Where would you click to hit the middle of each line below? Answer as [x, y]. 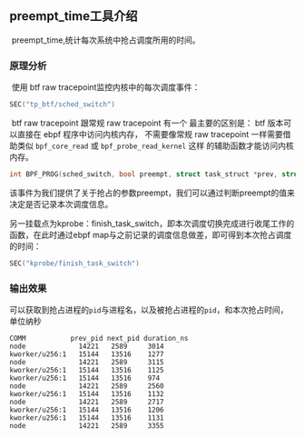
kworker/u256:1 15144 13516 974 [85, 378]
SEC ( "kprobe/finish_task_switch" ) [75, 263]
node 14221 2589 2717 [87, 403]
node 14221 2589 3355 [87, 426]
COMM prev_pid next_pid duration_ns [99, 339]
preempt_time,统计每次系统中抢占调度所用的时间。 [106, 40]
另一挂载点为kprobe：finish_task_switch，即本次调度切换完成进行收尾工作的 [152, 223]
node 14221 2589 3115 [87, 363]
